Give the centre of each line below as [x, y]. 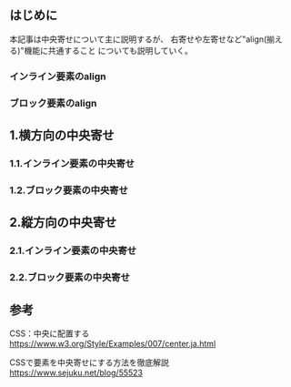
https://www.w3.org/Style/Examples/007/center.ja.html [113, 343]
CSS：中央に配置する [50, 333]
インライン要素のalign [58, 76]
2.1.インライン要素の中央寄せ [73, 250]
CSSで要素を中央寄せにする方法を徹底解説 [90, 362]
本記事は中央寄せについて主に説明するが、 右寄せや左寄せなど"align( [138, 39]
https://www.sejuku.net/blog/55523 [76, 372]
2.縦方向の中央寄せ [63, 223]
